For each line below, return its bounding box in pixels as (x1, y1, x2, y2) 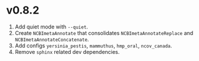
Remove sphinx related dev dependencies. (14, 48, 120, 55)
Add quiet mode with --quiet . (14, 23, 88, 30)
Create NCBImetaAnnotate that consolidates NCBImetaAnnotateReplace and (14, 29, 194, 36)
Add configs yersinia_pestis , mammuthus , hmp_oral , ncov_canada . (14, 42, 172, 49)
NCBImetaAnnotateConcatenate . (14, 36, 90, 43)
